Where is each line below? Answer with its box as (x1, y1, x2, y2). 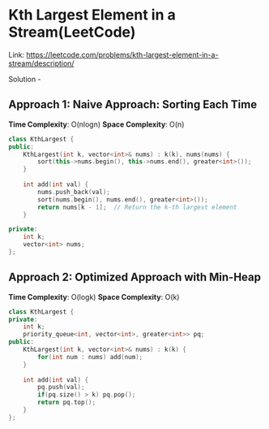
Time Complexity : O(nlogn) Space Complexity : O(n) (8, 119, 185, 129)
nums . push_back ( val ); (37, 188, 111, 196)
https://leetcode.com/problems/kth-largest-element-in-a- (26, 50, 219, 59)
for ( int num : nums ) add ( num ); (37, 353, 143, 361)
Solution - (8, 74, 42, 84)
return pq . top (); (37, 398, 96, 407)
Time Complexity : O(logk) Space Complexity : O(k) (8, 292, 180, 301)
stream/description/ (8, 58, 75, 68)
